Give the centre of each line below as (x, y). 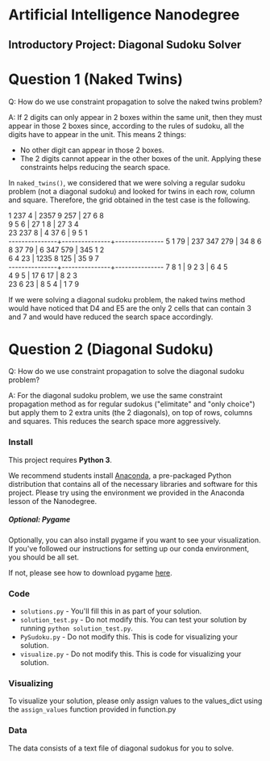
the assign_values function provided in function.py (92, 709)
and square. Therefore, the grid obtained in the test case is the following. (129, 200)
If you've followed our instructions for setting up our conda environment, (129, 548)
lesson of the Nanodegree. (53, 501)
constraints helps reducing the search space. (95, 167)
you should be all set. (44, 557)
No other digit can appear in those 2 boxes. (92, 150)
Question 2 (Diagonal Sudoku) (111, 349)
